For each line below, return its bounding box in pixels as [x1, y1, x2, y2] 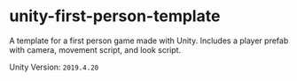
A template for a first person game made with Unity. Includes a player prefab [9, 35, 289, 46]
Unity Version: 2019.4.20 [9, 62, 99, 72]
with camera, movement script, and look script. [9, 44, 182, 55]
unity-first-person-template [9, 6, 221, 26]
